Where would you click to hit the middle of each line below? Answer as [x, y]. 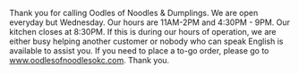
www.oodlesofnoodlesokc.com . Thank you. [90, 60]
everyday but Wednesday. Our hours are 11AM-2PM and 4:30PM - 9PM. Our [150, 22]
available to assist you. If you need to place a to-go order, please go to [139, 51]
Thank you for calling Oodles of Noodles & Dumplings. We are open [134, 13]
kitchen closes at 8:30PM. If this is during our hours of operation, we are [143, 32]
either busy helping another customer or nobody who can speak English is [146, 41]
